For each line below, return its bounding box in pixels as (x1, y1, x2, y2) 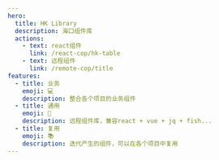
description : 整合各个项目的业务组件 (22, 95, 136, 103)
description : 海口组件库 (15, 27, 92, 35)
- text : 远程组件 (22, 57, 76, 65)
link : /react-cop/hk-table (28, 49, 121, 57)
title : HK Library (15, 19, 78, 27)
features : (7, 72, 41, 80)
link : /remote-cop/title (28, 65, 114, 73)
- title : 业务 (15, 79, 60, 87)
